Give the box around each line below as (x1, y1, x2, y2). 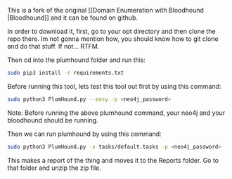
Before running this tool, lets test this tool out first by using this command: (7, 82, 221, 90)
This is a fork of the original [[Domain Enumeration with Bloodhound (7, 6, 204, 14)
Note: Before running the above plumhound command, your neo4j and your (7, 109, 226, 117)
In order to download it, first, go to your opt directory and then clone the (7, 27, 216, 35)
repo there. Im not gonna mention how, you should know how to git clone (7, 35, 219, 43)
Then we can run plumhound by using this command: (7, 130, 162, 138)
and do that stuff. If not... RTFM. (7, 42, 100, 50)
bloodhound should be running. (7, 116, 98, 124)
